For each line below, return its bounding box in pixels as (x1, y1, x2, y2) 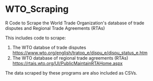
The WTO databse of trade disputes (12, 44, 86, 50)
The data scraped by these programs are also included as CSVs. (5, 70, 138, 76)
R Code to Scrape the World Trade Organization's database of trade (5, 20, 145, 26)
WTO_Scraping (5, 3, 69, 15)
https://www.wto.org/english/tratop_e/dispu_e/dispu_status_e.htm (12, 50, 148, 56)
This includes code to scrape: (5, 35, 66, 41)
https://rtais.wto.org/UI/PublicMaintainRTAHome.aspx (12, 60, 123, 66)
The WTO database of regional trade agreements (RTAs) (12, 55, 129, 61)
